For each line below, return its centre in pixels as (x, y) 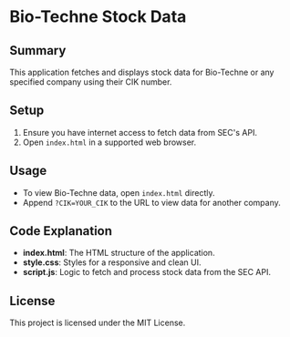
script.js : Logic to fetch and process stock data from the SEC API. (147, 272)
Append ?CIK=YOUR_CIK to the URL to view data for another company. (151, 202)
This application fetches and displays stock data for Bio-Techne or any (142, 72)
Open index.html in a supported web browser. (109, 142)
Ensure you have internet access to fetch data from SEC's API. (140, 132)
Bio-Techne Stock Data (98, 17)
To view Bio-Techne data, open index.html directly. (119, 192)
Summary (38, 51)
